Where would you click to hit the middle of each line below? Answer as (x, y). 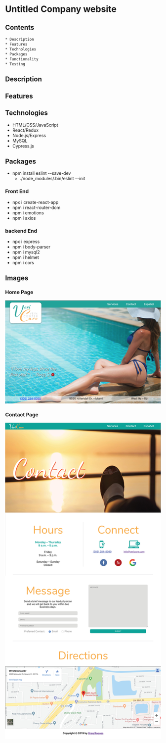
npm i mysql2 (26, 252)
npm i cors (23, 263)
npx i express (26, 242)
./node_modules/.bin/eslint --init (52, 179)
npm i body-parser (31, 247)
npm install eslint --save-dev (41, 173)
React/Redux (25, 130)
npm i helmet (26, 257)
